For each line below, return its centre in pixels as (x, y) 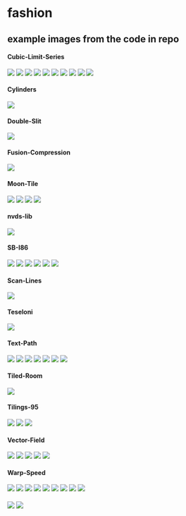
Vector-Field (26, 440)
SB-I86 (18, 247)
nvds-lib (20, 216)
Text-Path (22, 343)
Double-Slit (24, 121)
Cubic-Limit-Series (36, 57)
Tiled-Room (25, 376)
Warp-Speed (26, 472)
